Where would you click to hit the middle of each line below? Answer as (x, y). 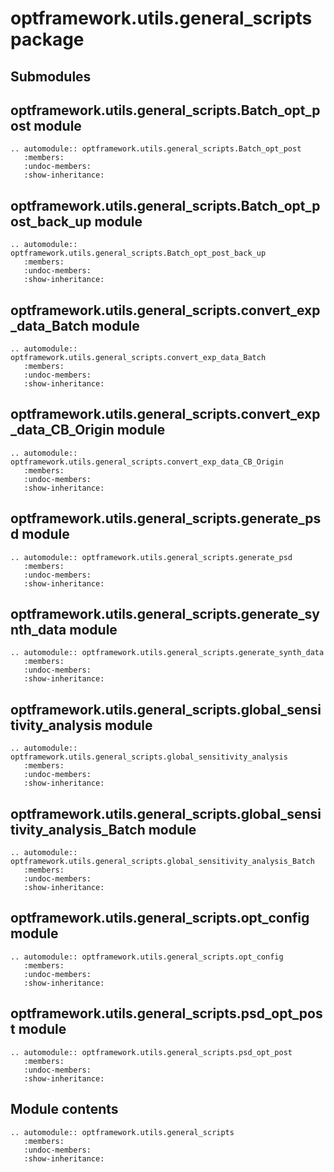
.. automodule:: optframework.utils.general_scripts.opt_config (147, 957)
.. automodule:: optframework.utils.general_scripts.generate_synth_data (167, 653)
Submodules (51, 76)
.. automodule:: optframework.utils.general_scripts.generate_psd (151, 557)
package (47, 39)
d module (40, 534)
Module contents (64, 1109)
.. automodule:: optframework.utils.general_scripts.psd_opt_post (151, 1052)
